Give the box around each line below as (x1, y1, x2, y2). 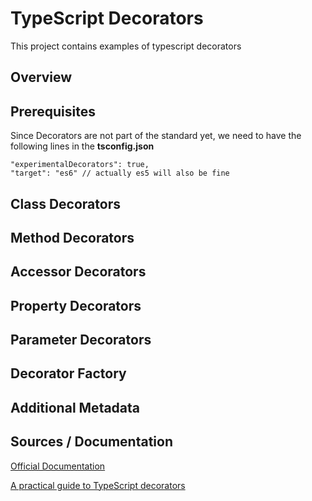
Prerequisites (10, 103, 96, 120)
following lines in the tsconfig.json (10, 140, 155, 152)
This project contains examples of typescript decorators (10, 40, 242, 52)
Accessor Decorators (10, 263, 147, 281)
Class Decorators (10, 195, 121, 212)
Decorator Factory (10, 365, 127, 382)
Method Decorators (10, 229, 135, 246)
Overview (10, 69, 73, 86)
